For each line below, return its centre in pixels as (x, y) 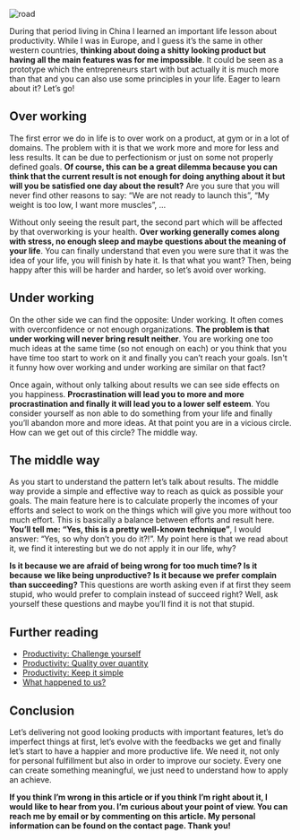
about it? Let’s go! (42, 88)
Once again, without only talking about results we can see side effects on (145, 385)
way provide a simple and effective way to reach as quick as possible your (146, 491)
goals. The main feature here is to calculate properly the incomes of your (144, 501)
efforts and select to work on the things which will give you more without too (150, 510)
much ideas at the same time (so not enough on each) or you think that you (148, 348)
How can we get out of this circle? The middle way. (104, 432)
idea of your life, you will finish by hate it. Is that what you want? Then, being (150, 260)
